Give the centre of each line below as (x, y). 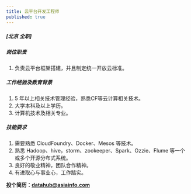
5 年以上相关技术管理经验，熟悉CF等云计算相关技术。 (79, 98)
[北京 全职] (19, 36)
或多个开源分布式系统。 (43, 158)
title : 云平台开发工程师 (33, 11)
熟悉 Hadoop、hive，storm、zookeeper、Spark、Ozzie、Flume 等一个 (100, 150)
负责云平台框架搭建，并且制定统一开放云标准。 (71, 68)
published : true (26, 17)
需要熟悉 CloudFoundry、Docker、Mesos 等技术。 (75, 143)
